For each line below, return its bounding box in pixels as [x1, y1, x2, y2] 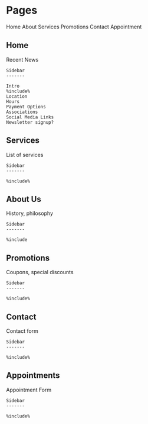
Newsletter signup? [6, 119, 54, 125]
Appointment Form [6, 386, 52, 393]
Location [6, 93, 28, 99]
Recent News [6, 56, 39, 63]
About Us [6, 194, 41, 204]
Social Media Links [6, 114, 54, 120]
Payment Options [6, 104, 46, 110]
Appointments [6, 371, 60, 381]
